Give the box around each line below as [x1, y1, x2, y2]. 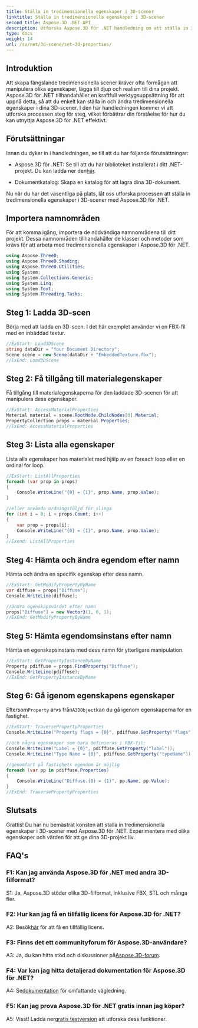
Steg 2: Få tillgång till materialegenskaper [6, 374, 162, 384]
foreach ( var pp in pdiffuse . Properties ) [6, 767, 110, 773]
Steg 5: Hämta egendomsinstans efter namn [6, 630, 172, 641]
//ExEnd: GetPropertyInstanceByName [6, 674, 96, 680]
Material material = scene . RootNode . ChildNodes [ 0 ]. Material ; [6, 412, 160, 419]
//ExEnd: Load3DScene [6, 357, 60, 363]
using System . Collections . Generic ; [6, 275, 94, 281]
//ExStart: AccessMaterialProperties [6, 407, 99, 413]
